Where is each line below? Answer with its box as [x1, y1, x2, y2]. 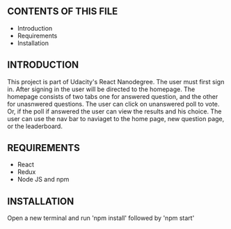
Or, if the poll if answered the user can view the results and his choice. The [7, 107, 222, 116]
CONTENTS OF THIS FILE [7, 6, 118, 17]
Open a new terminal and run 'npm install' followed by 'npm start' [7, 214, 195, 222]
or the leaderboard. [7, 122, 63, 130]
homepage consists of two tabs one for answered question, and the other [7, 92, 218, 100]
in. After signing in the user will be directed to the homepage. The [7, 85, 196, 93]
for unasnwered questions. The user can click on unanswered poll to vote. [7, 100, 220, 108]
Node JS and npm [17, 175, 70, 184]
